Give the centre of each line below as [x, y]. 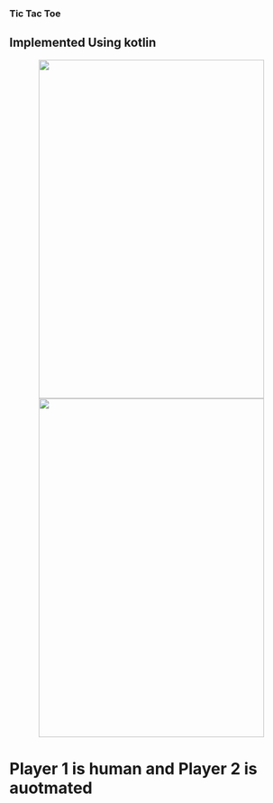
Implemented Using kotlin [83, 43]
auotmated [51, 788]
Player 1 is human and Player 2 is [133, 768]
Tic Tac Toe [35, 14]
